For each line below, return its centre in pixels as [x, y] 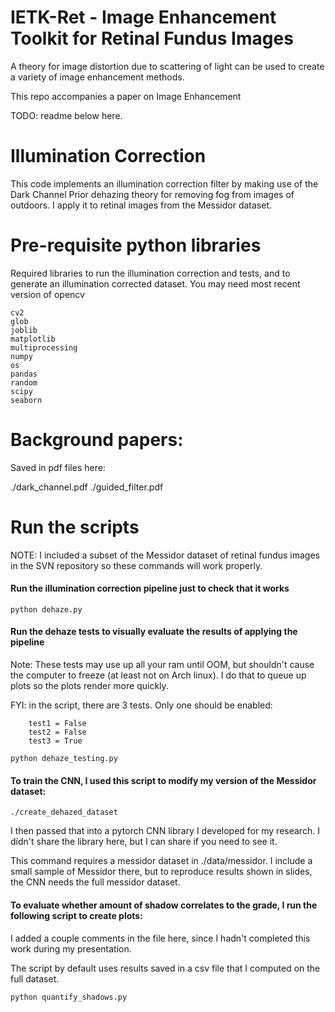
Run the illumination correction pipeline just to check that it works [150, 588]
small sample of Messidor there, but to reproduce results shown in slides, [161, 872]
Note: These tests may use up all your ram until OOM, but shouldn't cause [162, 665]
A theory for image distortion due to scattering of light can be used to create [167, 66]
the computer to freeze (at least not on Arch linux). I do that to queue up [158, 675]
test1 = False [57, 724]
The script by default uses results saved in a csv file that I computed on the [165, 968]
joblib [24, 330]
